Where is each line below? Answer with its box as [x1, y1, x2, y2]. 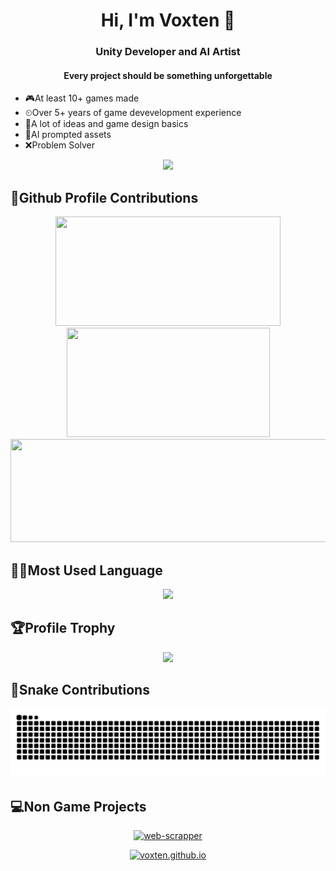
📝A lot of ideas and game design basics [24, 118, 189, 130]
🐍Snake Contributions [10, 682, 150, 699]
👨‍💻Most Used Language [10, 562, 163, 579]
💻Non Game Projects [10, 798, 147, 815]
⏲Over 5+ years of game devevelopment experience [24, 107, 242, 119]
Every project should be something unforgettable [63, 69, 273, 81]
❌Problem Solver [24, 139, 96, 151]
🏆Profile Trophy [10, 620, 116, 637]
